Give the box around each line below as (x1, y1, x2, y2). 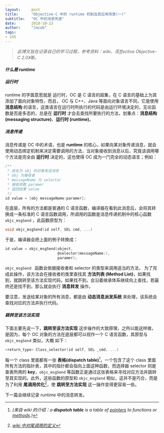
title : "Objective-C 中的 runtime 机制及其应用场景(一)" (5, 12, 126, 17)
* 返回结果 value (7, 186, 40, 191)
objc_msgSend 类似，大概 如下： (5, 337, 68, 343)
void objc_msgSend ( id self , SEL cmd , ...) (5, 227, 93, 232)
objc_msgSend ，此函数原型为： (5, 217, 67, 223)
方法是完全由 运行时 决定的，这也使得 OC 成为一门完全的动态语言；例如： (9, 154, 158, 160)
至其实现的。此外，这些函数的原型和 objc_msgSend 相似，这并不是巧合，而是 (5, 375, 158, 381)
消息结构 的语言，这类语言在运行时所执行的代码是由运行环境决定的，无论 (5, 104, 152, 110)
